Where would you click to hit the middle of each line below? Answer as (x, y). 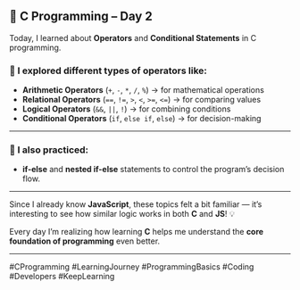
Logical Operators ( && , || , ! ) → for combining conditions (126, 109)
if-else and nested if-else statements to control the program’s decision (153, 170)
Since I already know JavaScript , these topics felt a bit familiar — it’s (136, 204)
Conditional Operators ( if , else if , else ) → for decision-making (142, 119)
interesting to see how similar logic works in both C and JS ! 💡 (122, 214)
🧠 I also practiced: (49, 150)
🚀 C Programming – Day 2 (81, 17)
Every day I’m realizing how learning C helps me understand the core (137, 232)
